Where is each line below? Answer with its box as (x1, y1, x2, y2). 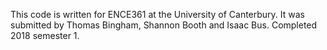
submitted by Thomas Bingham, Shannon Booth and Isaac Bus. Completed (10, 19, 318, 31)
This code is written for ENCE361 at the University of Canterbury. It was (10, 9, 306, 20)
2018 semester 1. (10, 30, 80, 41)
